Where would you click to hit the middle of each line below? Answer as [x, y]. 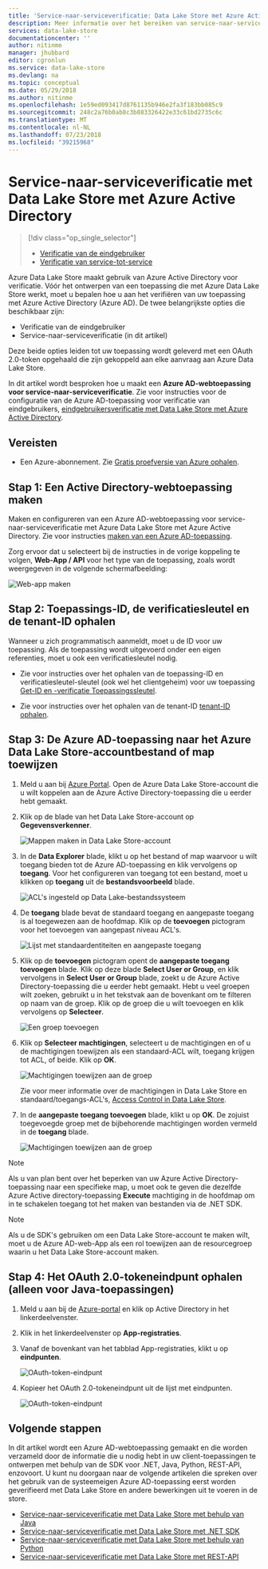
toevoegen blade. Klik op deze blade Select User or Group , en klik [129, 969]
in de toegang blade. [54, 1132]
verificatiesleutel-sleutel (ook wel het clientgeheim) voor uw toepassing [137, 682]
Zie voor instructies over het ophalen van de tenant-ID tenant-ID [125, 706]
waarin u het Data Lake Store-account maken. [84, 1252]
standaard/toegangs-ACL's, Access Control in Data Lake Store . [123, 1099]
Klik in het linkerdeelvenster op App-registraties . [100, 1333]
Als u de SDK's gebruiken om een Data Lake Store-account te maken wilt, [129, 1234]
